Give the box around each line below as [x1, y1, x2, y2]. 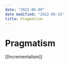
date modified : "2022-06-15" [5, 12, 65, 17]
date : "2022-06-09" [5, 7, 45, 12]
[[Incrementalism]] [5, 54, 43, 60]
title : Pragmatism [5, 16, 43, 21]
